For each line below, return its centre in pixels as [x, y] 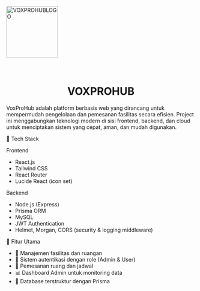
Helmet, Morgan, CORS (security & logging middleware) [84, 230]
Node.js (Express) [37, 204]
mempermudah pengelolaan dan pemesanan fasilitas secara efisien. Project [100, 114]
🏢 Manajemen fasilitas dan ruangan [59, 253]
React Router [31, 175]
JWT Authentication [40, 223]
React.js [25, 162]
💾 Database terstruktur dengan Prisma [62, 281]
